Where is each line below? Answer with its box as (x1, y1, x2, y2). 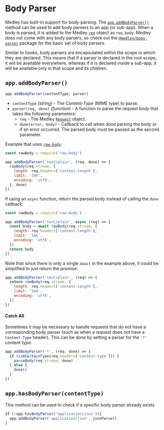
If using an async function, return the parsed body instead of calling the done (5, 196, 159, 201)
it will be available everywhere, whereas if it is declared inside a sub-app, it (5, 60, 157, 66)
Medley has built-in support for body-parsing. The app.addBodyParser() (5, 19, 149, 25)
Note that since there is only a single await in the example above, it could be (5, 260, 159, 266)
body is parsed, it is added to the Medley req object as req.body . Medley (5, 29, 151, 35)
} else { (9, 363, 27, 368)
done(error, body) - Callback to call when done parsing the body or (19, 121, 157, 127)
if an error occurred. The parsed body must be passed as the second (19, 126, 160, 132)
